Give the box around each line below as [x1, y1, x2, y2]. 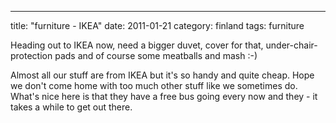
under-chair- [265, 39, 318, 51]
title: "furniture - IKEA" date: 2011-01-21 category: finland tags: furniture [10, 20, 305, 31]
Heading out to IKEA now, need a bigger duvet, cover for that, [10, 39, 264, 51]
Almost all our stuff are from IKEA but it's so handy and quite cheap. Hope [10, 69, 315, 81]
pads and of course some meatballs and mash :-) [54, 50, 258, 61]
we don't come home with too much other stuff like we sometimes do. [10, 80, 298, 91]
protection [10, 50, 53, 61]
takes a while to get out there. [10, 101, 133, 113]
